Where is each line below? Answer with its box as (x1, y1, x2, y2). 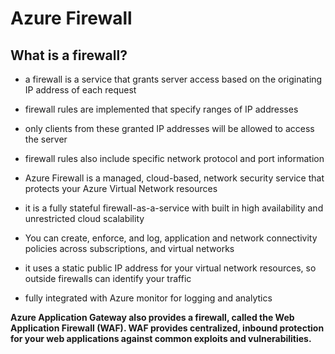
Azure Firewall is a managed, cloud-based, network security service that (24, 172, 325, 184)
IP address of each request (24, 84, 137, 96)
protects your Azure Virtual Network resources (24, 183, 218, 194)
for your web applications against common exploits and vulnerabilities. (10, 333, 312, 344)
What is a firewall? (10, 47, 128, 64)
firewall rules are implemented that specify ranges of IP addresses (24, 103, 299, 115)
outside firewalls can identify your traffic (24, 273, 192, 284)
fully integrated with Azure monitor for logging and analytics (24, 292, 273, 304)
